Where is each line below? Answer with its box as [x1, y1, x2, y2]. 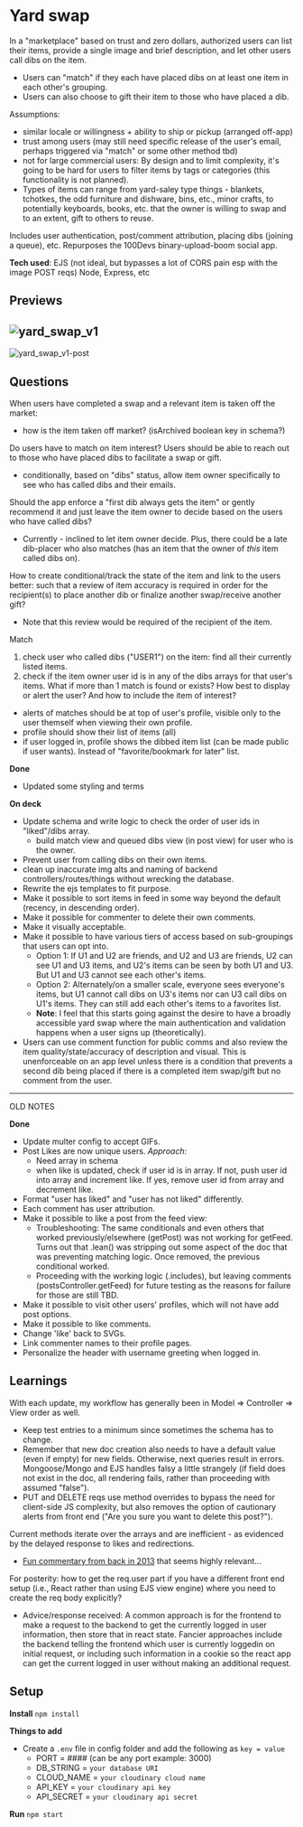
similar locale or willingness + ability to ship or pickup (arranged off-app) [22, 126, 293, 136]
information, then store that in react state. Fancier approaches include [22, 1628, 282, 1640]
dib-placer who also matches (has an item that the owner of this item [22, 543, 279, 554]
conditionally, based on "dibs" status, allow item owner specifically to [22, 469, 281, 480]
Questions [9, 374, 69, 389]
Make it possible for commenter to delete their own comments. [22, 912, 256, 923]
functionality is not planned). [22, 173, 129, 185]
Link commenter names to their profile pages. [22, 1337, 192, 1348]
